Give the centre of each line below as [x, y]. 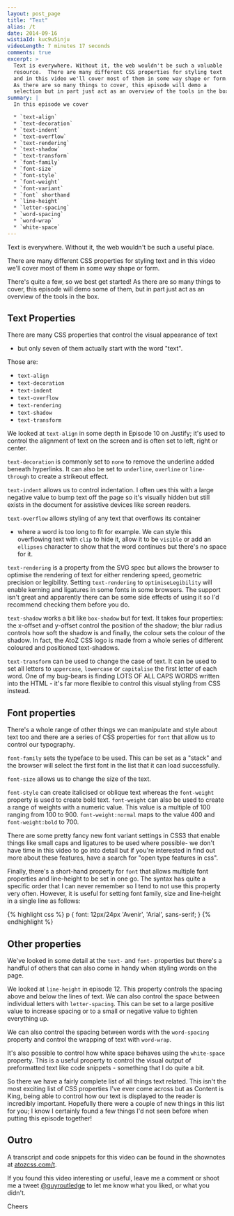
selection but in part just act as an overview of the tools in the [115, 91]
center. [17, 448]
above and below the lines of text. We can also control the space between [114, 996]
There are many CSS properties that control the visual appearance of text [112, 335]
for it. [25, 554]
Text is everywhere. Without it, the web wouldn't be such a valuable [118, 66]
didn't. [16, 1192]
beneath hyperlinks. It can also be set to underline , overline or [97, 469]
